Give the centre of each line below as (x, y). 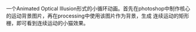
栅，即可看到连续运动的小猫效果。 (47, 23)
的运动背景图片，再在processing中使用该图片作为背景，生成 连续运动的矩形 (98, 16)
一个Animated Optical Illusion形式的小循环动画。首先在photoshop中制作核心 (98, 8)
